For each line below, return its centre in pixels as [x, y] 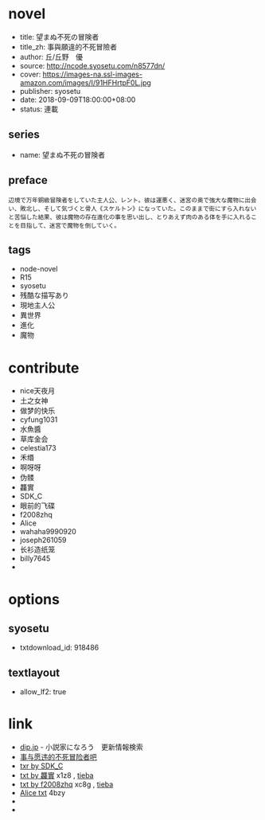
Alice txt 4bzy [43, 793]
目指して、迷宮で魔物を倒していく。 [70, 225]
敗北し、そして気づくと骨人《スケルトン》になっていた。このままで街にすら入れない [138, 209]
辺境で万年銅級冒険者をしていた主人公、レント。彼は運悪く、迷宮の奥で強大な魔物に [127, 200]
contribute [44, 368]
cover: [30, 74]
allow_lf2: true [43, 692]
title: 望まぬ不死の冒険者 [59, 37]
